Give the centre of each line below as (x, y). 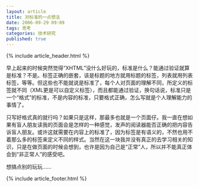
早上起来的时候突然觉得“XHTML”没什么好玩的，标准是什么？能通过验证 (93, 68)
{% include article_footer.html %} (46, 178)
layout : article (26, 12)
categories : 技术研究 (31, 34)
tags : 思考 (19, 28)
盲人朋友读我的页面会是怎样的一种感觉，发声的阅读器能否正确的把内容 (102, 125)
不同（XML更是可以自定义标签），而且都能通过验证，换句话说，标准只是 (104, 90)
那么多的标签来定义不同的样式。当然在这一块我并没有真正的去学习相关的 (99, 140)
